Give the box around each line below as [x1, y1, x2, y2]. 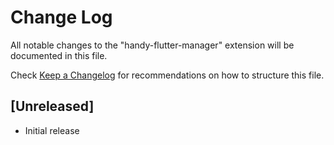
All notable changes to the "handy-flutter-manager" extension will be [10, 39, 295, 51]
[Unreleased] [10, 98, 95, 115]
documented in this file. [10, 49, 108, 61]
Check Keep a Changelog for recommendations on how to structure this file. [10, 69, 325, 81]
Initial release [24, 124, 80, 136]
